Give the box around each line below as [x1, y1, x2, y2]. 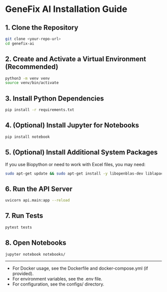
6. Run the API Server [5, 185, 73, 193]
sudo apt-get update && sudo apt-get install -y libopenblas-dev [5, 171, 143, 176]
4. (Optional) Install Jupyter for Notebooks [5, 121, 139, 130]
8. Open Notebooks [5, 239, 67, 247]
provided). [12, 271, 34, 277]
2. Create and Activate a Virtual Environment [5, 55, 147, 63]
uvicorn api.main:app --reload [5, 198, 70, 203]
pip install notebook [5, 134, 50, 139]
